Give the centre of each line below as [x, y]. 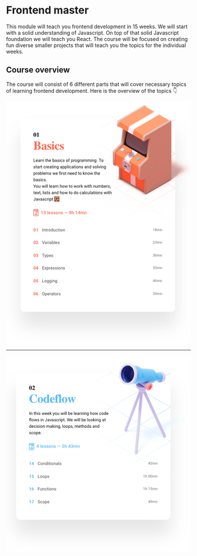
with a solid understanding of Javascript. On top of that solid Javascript [92, 32]
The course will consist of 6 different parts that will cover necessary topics [96, 84]
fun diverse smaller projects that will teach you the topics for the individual [96, 45]
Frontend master [47, 10]
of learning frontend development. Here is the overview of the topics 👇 [92, 91]
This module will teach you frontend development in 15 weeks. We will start [97, 26]
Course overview [38, 70]
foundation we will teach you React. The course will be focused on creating [97, 39]
